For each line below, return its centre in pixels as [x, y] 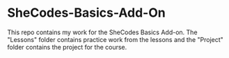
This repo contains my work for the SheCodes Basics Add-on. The [102, 32]
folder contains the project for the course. [67, 47]
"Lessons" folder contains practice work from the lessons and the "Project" [116, 39]
